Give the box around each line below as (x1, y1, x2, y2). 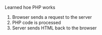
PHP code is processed (12, 20, 61, 25)
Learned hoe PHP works (5, 5, 56, 10)
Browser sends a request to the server (12, 14, 92, 20)
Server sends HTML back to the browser (12, 25, 97, 31)
